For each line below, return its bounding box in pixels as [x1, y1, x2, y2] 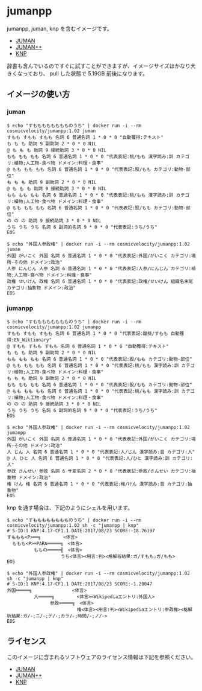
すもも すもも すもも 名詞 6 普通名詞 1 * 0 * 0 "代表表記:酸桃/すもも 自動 [7, 330, 180, 336]
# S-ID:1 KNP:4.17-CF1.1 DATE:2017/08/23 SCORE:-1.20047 [7, 581, 153, 587]
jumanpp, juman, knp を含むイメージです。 [7, 25, 113, 32]
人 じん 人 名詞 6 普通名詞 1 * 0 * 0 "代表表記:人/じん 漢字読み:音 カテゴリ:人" [7, 448, 195, 455]
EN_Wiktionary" [14, 337, 52, 343]
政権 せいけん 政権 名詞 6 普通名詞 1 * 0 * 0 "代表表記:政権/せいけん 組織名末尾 [7, 278, 194, 284]
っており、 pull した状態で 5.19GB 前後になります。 [22, 69, 148, 77]
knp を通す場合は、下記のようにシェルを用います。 [7, 504, 133, 511]
